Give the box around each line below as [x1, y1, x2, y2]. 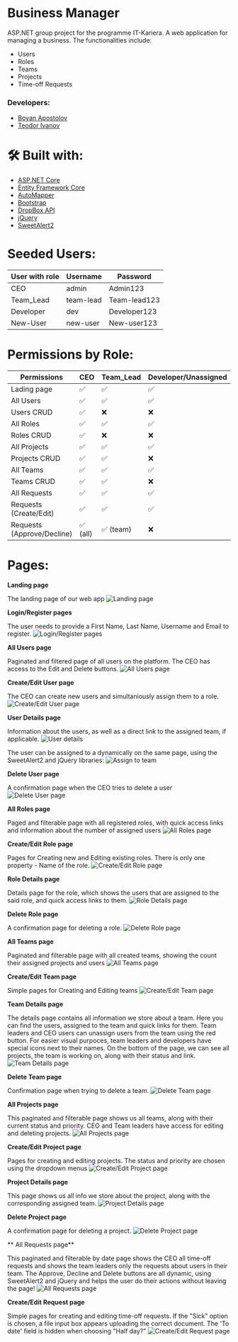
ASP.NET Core [17, 176, 60, 185]
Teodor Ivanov [17, 121, 60, 130]
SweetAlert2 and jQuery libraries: [7, 756, 105, 764]
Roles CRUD [11, 431, 52, 441]
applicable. [7, 735, 40, 743]
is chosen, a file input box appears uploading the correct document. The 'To [7, 1319, 229, 1328]
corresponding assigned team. [7, 1199, 97, 1207]
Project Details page [7, 1177, 69, 1186]
